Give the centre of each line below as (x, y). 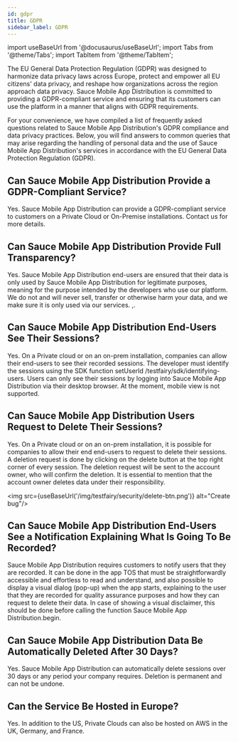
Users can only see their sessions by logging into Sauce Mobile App (127, 378)
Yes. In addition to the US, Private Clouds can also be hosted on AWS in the (118, 723)
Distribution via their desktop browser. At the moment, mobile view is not (114, 386)
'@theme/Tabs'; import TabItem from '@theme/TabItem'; (90, 55)
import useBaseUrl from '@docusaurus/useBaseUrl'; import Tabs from (110, 48)
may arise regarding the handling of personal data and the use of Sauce (113, 143)
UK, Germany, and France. (46, 731)
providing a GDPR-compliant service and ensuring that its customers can (114, 99)
